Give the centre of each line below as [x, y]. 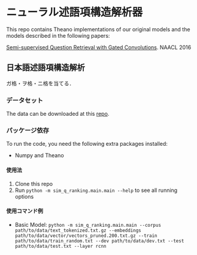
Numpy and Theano [39, 155]
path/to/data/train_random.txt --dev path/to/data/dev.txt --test [99, 241]
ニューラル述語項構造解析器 [75, 12]
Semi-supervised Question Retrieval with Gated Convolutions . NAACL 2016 [99, 47]
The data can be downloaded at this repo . [58, 114]
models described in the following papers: [58, 35]
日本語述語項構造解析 [46, 67]
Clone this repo [34, 184]
